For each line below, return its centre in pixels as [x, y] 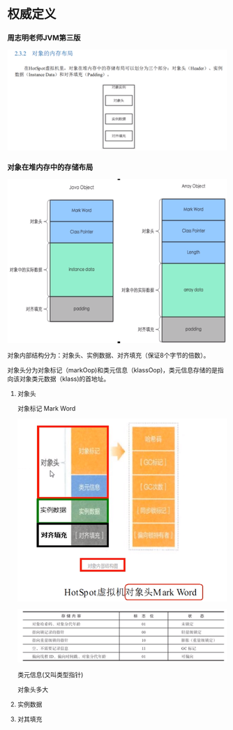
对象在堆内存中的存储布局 [50, 167]
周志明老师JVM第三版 [44, 38]
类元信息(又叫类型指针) [50, 675]
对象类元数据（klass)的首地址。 [65, 379]
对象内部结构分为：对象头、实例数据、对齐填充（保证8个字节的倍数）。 [108, 356]
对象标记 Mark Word [46, 409]
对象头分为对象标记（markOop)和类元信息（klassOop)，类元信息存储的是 [113, 370]
